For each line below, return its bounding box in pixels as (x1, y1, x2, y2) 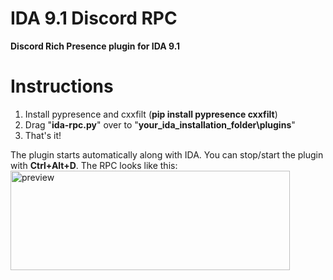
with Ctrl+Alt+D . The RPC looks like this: (10, 159, 178, 171)
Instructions (10, 75, 114, 98)
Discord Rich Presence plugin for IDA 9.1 (10, 40, 181, 52)
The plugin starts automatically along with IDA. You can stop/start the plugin (10, 148, 324, 161)
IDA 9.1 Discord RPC (10, 7, 178, 30)
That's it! (24, 129, 62, 141)
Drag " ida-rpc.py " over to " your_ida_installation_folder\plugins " (24, 118, 296, 131)
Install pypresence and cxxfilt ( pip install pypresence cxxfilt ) (24, 108, 278, 120)
